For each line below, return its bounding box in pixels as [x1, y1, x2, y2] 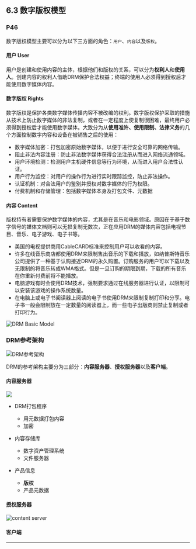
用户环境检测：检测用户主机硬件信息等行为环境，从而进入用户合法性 [14, 158, 178, 165]
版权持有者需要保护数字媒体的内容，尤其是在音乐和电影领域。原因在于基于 [6, 216, 185, 223]
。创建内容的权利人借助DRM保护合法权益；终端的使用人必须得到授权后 [11, 73, 181, 80]
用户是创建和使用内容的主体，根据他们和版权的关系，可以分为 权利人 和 [6, 66, 175, 73]
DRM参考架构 [6, 336, 44, 344]
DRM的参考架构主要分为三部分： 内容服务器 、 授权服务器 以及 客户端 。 [6, 363, 171, 370]
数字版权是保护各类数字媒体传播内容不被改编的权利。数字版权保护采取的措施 [6, 109, 190, 116]
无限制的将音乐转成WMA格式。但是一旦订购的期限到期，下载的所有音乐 [14, 265, 187, 272]
